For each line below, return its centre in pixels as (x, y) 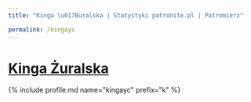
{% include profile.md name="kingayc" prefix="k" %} (95, 90)
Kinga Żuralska (59, 68)
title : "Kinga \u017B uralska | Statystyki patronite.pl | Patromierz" (126, 15)
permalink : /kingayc (42, 29)
